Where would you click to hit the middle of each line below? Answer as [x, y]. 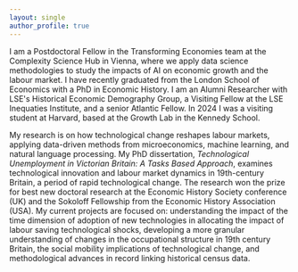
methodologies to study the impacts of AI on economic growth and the [139, 70]
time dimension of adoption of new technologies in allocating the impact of [147, 220]
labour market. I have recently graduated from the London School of [135, 79]
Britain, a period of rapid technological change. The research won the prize [147, 182]
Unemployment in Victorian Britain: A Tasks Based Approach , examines [141, 163]
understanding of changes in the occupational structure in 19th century [140, 239]
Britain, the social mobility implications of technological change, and [135, 248]
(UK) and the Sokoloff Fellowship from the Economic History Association [142, 201]
